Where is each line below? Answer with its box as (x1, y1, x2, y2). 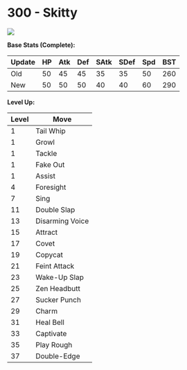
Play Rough (35, 340, 73, 349)
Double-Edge (35, 351, 80, 361)
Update (10, 57, 36, 67)
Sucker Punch (35, 294, 82, 304)
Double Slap (35, 204, 75, 214)
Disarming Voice (35, 216, 89, 226)
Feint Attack (35, 261, 75, 271)
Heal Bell (35, 317, 64, 327)
